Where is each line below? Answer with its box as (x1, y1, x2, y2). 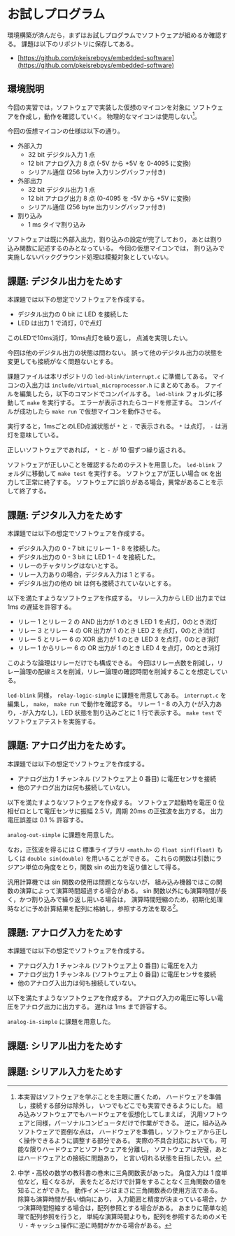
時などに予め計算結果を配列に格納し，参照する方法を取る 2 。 (7, 903, 183, 913)
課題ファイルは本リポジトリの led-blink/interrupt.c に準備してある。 (7, 372, 211, 381)
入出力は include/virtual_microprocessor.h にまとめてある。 (25, 381, 203, 389)
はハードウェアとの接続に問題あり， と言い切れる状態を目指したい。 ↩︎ (17, 1153, 222, 1162)
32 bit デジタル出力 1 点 (27, 185, 96, 194)
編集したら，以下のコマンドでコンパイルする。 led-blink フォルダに (19, 390, 217, 398)
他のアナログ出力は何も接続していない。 (17, 783, 134, 792)
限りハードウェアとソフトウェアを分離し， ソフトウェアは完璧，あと (29, 1145, 228, 1153)
